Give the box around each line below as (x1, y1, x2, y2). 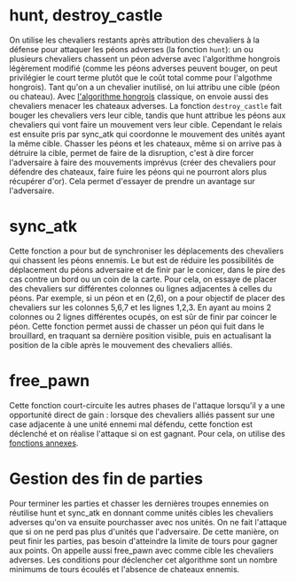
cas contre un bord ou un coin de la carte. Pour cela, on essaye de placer (9, 274, 277, 284)
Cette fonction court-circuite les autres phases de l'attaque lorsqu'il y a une (9, 400, 285, 410)
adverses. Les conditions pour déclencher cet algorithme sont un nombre (9, 555, 277, 565)
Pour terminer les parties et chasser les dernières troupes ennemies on (9, 498, 269, 508)
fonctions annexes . (9, 438, 79, 448)
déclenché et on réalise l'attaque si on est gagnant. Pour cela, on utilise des (9, 428, 285, 438)
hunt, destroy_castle (9, 5, 163, 26)
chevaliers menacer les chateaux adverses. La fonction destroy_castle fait (9, 100, 282, 111)
